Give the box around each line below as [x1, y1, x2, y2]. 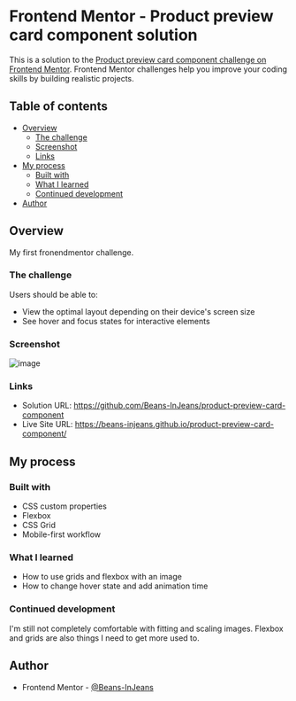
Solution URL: [21, 401, 72, 411]
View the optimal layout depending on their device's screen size [21, 306, 255, 316]
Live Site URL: [21, 419, 73, 430]
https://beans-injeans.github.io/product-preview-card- [74, 419, 275, 430]
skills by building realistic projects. [9, 73, 134, 83]
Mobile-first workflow [21, 529, 102, 540]
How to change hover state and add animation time [21, 580, 209, 591]
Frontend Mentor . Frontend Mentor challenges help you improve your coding [9, 64, 288, 74]
